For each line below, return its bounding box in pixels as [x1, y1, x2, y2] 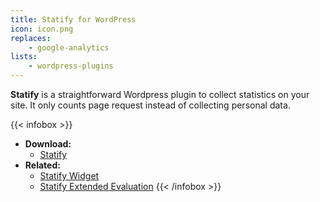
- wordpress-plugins [28, 61, 114, 71]
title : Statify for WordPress [10, 14, 137, 25]
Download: [24, 138, 72, 150]
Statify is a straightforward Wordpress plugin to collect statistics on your [10, 89, 310, 100]
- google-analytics [28, 42, 110, 53]
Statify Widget [39, 170, 100, 181]
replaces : [10, 33, 52, 43]
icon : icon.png [10, 24, 74, 34]
